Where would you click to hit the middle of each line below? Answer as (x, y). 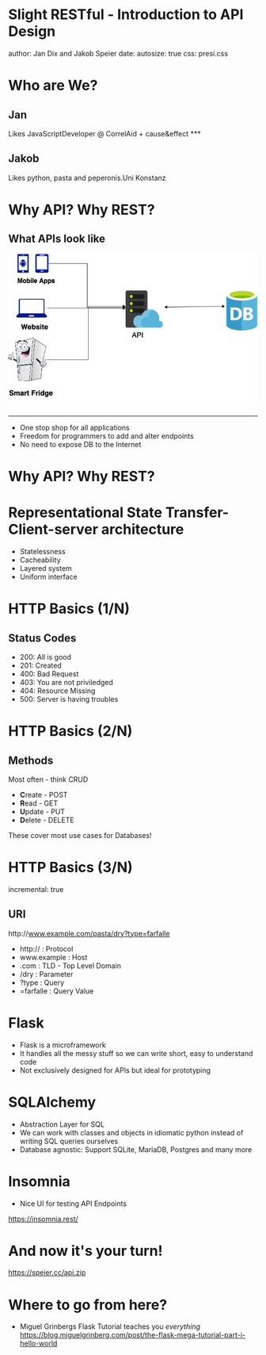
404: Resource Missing (57, 691)
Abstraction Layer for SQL (62, 1124)
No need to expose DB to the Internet (80, 444)
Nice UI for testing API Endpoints (73, 1204)
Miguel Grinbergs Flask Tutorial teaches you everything (110, 1326)
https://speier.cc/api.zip (47, 1273)
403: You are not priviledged (66, 682)
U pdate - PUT (42, 811)
